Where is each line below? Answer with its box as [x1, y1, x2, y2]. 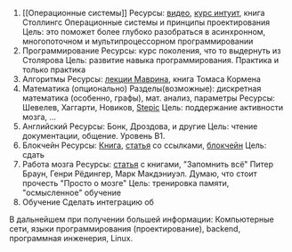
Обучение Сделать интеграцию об [21, 197, 154, 207]
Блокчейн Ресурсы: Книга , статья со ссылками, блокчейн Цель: [21, 140, 267, 150]
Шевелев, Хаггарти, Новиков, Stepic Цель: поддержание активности [21, 102, 283, 112]
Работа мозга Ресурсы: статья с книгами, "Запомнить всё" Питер [21, 159, 274, 169]
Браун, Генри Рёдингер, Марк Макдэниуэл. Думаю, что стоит [21, 168, 258, 179]
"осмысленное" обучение [21, 187, 122, 198]
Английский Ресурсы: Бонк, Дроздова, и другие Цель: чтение [21, 121, 258, 132]
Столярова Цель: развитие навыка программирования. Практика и [21, 55, 279, 65]
